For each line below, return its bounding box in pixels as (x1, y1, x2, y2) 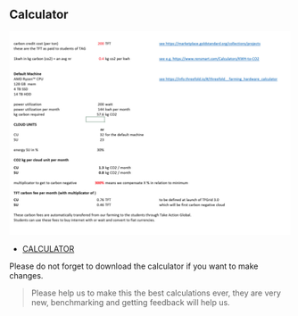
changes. (9, 270, 44, 281)
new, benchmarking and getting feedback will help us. (30, 297, 230, 308)
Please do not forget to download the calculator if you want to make (9, 261, 259, 271)
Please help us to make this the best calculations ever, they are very (30, 287, 281, 298)
